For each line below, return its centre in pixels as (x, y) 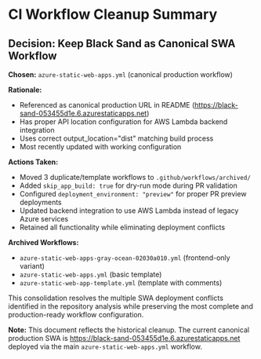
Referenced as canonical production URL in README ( (107, 105)
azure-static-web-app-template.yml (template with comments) (121, 283)
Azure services (44, 219)
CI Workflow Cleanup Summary (113, 15)
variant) (32, 266)
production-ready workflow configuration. (76, 315)
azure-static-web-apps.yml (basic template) (91, 274)
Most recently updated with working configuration (100, 147)
